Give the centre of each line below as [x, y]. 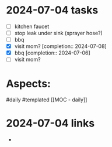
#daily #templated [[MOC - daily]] [47, 100]
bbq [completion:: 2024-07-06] [52, 53]
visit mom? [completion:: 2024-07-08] [60, 46]
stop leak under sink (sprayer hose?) [59, 33]
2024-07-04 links [50, 123]
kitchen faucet [32, 26]
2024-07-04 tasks [52, 10]
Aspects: [29, 83]
